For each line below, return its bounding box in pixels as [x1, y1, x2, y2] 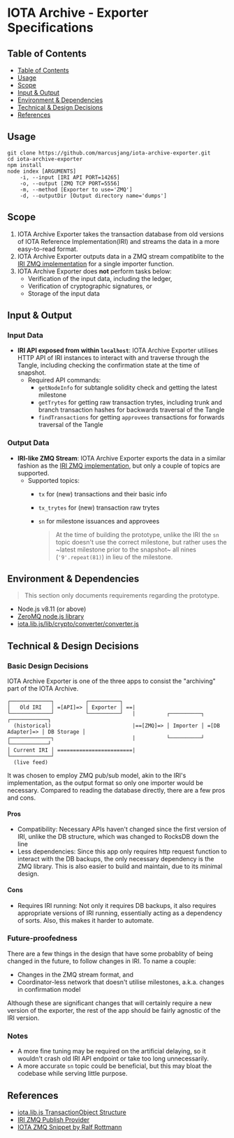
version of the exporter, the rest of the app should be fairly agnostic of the [7, 1006, 221, 1014]
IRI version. [7, 1014, 40, 1022]
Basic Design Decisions [7, 661, 89, 670]
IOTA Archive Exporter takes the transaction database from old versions [17, 229, 224, 238]
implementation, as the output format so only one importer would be [7, 779, 204, 787]
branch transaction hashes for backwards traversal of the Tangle [38, 405, 225, 414]
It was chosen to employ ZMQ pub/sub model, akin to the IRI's [7, 771, 187, 780]
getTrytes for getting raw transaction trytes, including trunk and [38, 398, 222, 407]
